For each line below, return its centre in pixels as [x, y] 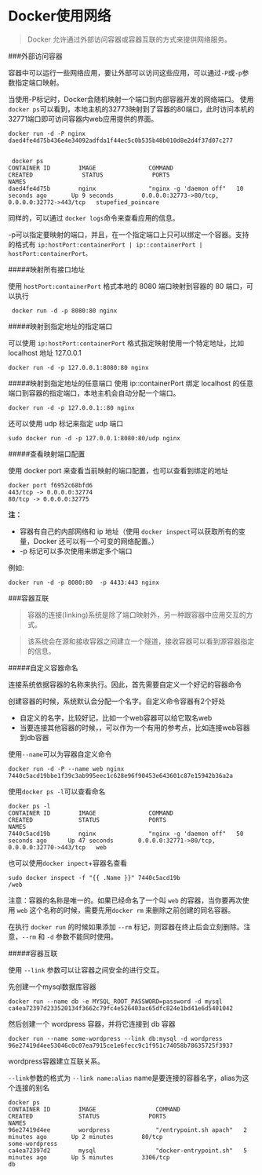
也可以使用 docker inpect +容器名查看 [68, 863]
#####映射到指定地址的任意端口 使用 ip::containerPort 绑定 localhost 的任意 [131, 383]
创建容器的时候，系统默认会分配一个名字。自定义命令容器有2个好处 [117, 701]
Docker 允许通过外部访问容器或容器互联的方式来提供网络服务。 [129, 39]
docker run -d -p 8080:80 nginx [64, 311]
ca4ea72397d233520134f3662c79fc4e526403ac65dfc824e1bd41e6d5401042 [121, 1008]
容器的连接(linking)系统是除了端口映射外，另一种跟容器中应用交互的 [136, 615]
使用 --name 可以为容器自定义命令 [60, 754]
